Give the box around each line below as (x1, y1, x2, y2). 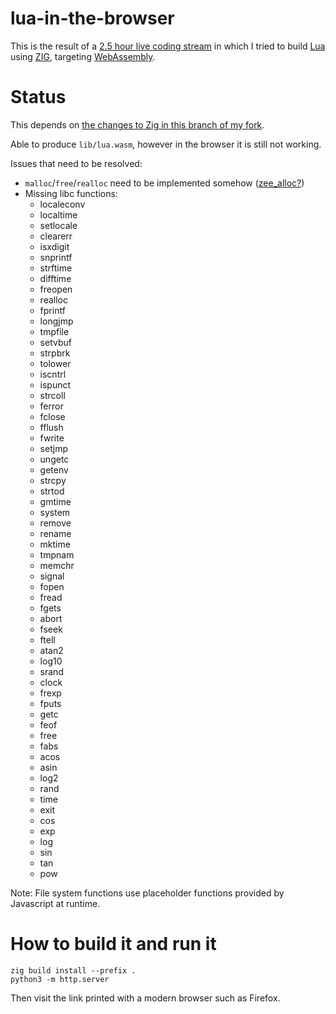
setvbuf (39, 336, 72, 348)
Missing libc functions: (24, 187, 118, 199)
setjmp (39, 442, 69, 454)
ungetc (39, 453, 70, 465)
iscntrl (39, 368, 67, 380)
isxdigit (39, 240, 70, 252)
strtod (39, 485, 65, 497)
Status (10, 86, 67, 109)
